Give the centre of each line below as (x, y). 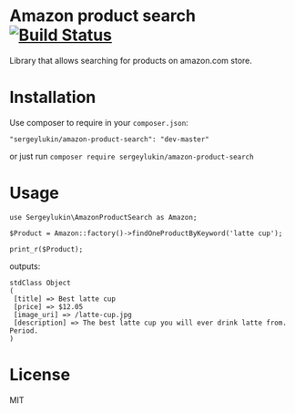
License (40, 375)
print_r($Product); (46, 249)
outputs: (25, 266)
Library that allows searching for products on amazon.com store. (131, 60)
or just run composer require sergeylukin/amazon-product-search (132, 156)
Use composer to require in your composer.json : (99, 122)
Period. (24, 330)
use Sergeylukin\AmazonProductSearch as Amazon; (103, 217)
